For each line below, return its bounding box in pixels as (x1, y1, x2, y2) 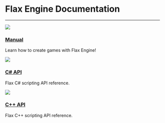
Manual (5, 36, 24, 43)
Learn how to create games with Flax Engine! (5, 48, 97, 53)
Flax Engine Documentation (5, 3, 120, 15)
